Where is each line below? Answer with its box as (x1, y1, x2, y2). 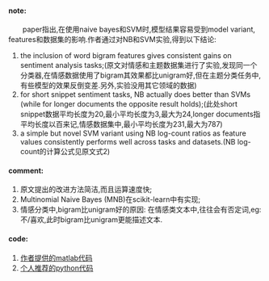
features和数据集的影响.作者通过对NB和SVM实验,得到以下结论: (8, 35, 216, 44)
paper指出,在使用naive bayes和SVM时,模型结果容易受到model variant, (23, 24, 256, 35)
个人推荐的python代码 (19, 262, 94, 273)
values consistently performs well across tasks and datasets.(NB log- (19, 137, 252, 147)
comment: (8, 166, 44, 175)
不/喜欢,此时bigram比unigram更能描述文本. (19, 215, 163, 224)
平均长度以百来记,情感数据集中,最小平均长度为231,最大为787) (19, 120, 224, 129)
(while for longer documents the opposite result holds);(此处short (19, 99, 238, 109)
